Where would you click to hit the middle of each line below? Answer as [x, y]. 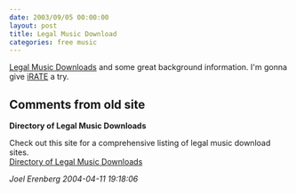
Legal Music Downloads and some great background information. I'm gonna [148, 67]
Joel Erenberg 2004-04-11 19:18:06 [74, 179]
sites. [19, 152]
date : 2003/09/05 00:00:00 [59, 17]
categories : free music [53, 42]
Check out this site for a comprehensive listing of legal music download [140, 143]
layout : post [33, 26]
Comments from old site [77, 104]
